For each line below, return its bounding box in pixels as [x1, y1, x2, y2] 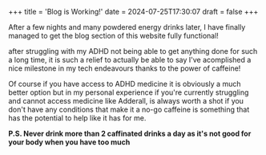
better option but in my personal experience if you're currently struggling [8, 88, 249, 97]
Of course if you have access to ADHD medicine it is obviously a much [8, 80, 241, 88]
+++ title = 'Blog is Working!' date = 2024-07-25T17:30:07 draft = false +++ [8, 7, 259, 16]
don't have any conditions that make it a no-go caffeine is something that [8, 104, 250, 114]
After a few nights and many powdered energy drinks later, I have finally [8, 22, 246, 31]
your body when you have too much [8, 137, 131, 147]
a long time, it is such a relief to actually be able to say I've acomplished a [8, 55, 252, 64]
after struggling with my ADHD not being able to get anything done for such [8, 47, 258, 55]
